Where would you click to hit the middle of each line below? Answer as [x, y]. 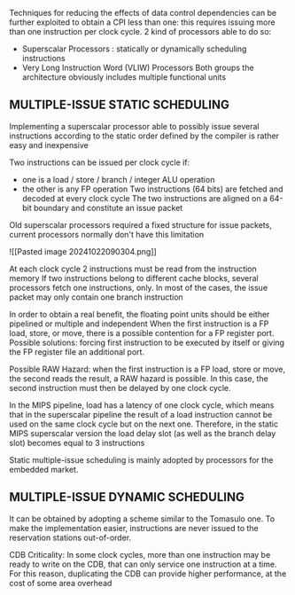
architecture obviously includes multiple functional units [124, 77]
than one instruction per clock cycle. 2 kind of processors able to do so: [140, 31]
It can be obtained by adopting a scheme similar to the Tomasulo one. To [142, 519]
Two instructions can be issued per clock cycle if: [100, 162]
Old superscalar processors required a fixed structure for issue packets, [140, 224]
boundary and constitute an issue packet [109, 207]
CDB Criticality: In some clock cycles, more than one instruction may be [140, 554]
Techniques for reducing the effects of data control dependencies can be [143, 13]
